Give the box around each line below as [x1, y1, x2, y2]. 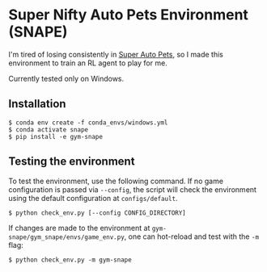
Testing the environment [8, 155, 135, 169]
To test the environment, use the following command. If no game [8, 176, 224, 186]
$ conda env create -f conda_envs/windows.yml [8, 119, 168, 127]
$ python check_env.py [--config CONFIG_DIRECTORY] [8, 208, 186, 217]
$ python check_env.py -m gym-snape [8, 256, 132, 264]
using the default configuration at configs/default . [8, 193, 178, 203]
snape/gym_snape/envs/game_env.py [8, 232, 125, 241]
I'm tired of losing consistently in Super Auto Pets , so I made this [8, 49, 224, 59]
